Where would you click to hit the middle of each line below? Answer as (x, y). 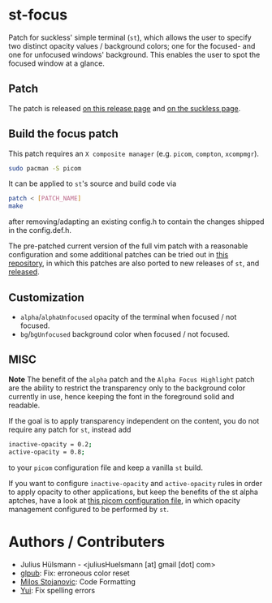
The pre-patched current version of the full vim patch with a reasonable (128, 246)
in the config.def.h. (40, 230)
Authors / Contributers (86, 542)
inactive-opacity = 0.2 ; (50, 444)
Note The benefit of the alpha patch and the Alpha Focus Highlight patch (132, 379)
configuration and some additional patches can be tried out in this (119, 255)
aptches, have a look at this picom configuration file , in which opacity (125, 500)
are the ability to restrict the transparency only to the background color (127, 388)
